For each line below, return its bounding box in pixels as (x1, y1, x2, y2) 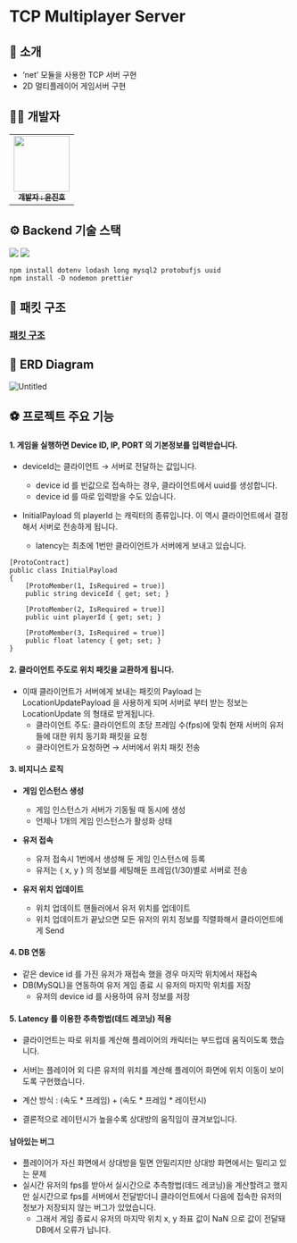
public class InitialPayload (9, 566, 118, 575)
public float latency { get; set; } (25, 636, 162, 645)
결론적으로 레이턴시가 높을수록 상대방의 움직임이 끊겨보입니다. (21, 1114, 238, 1125)
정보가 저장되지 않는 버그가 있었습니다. (21, 1202, 156, 1213)
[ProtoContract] (9, 559, 70, 567)
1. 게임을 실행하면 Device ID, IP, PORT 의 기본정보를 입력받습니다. (9, 440, 238, 450)
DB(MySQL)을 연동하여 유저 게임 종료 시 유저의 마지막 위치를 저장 (21, 979, 252, 990)
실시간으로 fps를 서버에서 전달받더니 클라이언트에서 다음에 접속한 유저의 (31, 1191, 283, 1202)
